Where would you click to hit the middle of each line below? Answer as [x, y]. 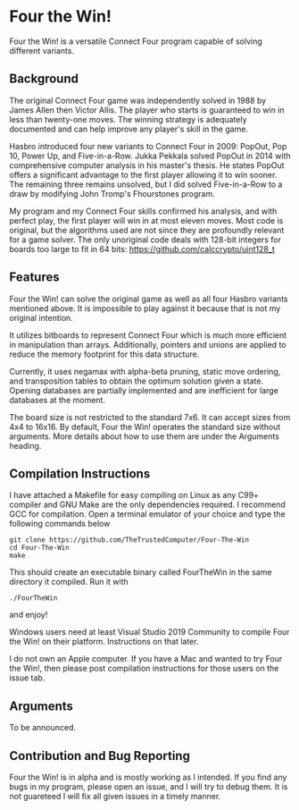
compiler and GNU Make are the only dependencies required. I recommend [147, 505]
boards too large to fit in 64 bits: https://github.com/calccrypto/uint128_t [142, 249]
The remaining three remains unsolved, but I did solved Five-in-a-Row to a [146, 184]
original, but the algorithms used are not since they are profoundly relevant [147, 230]
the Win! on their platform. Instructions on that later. [104, 642]
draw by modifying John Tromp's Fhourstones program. [112, 193]
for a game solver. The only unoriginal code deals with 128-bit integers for [145, 240]
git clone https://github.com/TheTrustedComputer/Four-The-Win [129, 540]
